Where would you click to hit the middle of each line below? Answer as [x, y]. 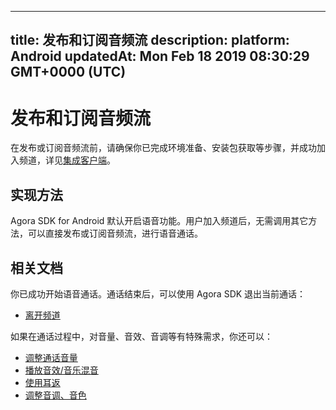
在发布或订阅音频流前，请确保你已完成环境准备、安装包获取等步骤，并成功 [163, 148]
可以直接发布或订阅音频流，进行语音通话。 [115, 233]
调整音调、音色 [55, 395]
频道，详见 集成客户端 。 [67, 160]
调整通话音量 [51, 357]
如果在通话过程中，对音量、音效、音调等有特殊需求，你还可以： [141, 336]
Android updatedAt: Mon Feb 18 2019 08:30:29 [160, 56]
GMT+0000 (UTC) [68, 72]
